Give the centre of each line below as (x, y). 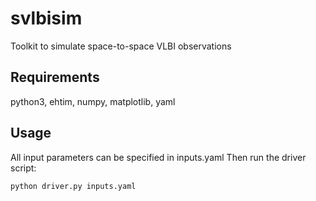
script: (23, 168)
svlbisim (46, 18)
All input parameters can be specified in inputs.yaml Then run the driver (158, 157)
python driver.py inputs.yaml (73, 186)
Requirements (55, 77)
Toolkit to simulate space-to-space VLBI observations (121, 46)
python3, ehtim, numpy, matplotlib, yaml (93, 101)
